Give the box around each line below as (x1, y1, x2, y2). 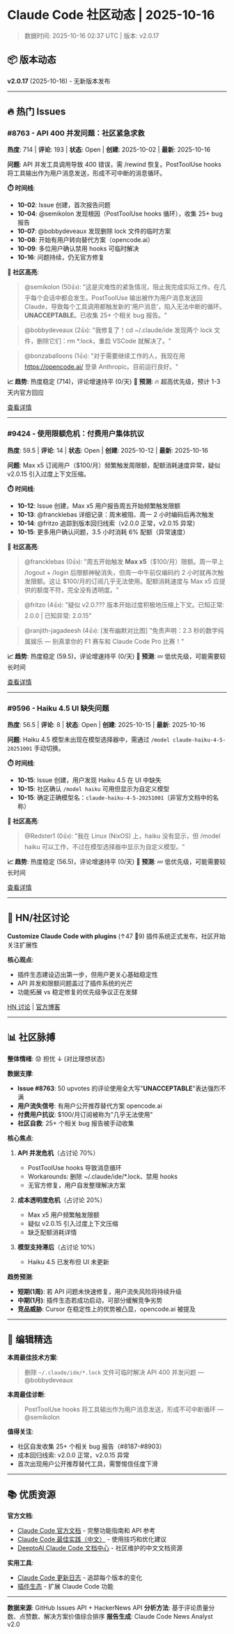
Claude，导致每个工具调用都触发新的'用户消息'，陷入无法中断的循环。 (24, 302, 226, 311)
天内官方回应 (7, 389, 44, 397)
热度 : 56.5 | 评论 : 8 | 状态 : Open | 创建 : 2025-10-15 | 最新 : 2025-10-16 (7, 721, 205, 729)
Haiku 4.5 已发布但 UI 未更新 (27, 1257, 109, 1266)
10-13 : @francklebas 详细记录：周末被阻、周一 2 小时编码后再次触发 (17, 510, 214, 518)
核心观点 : (7, 955, 34, 964)
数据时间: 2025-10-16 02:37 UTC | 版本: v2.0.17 (24, 31, 159, 40)
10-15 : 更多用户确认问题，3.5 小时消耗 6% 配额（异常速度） (17, 527, 189, 536)
